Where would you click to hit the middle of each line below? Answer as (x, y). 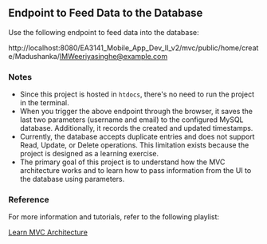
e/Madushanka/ (34, 56)
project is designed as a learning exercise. (89, 154)
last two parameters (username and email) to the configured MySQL (132, 120)
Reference (29, 200)
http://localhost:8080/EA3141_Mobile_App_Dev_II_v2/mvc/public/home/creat (133, 48)
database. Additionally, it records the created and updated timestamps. (136, 128)
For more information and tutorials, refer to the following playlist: (114, 217)
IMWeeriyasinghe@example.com (114, 56)
